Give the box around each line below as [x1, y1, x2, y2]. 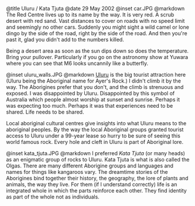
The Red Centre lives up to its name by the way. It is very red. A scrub [6, 11, 175, 18]
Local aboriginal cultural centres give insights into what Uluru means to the [6, 120, 187, 126]
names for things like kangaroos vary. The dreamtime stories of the [6, 169, 168, 175]
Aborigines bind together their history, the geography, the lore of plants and [6, 175, 189, 181]
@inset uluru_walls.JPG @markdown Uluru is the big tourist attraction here [6, 71, 186, 78]
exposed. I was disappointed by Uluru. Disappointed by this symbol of [6, 90, 175, 97]
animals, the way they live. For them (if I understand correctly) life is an [6, 181, 177, 188]
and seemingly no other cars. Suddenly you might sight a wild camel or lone [6, 23, 189, 30]
